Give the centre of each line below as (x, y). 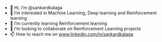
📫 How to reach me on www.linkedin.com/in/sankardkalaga (72, 34)
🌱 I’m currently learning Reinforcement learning (58, 23)
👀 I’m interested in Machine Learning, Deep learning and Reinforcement (83, 13)
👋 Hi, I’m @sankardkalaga (36, 8)
